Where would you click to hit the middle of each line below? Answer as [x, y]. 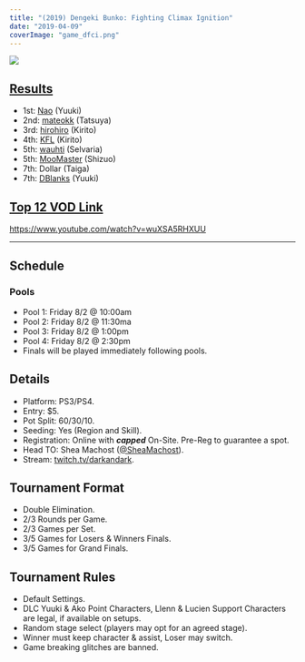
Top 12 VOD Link [56, 207]
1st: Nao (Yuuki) [52, 111]
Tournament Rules [63, 577]
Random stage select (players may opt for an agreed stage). [135, 628]
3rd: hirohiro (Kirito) [59, 130]
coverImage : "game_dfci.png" [64, 35]
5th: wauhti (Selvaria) [62, 149]
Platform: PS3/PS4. [59, 401]
